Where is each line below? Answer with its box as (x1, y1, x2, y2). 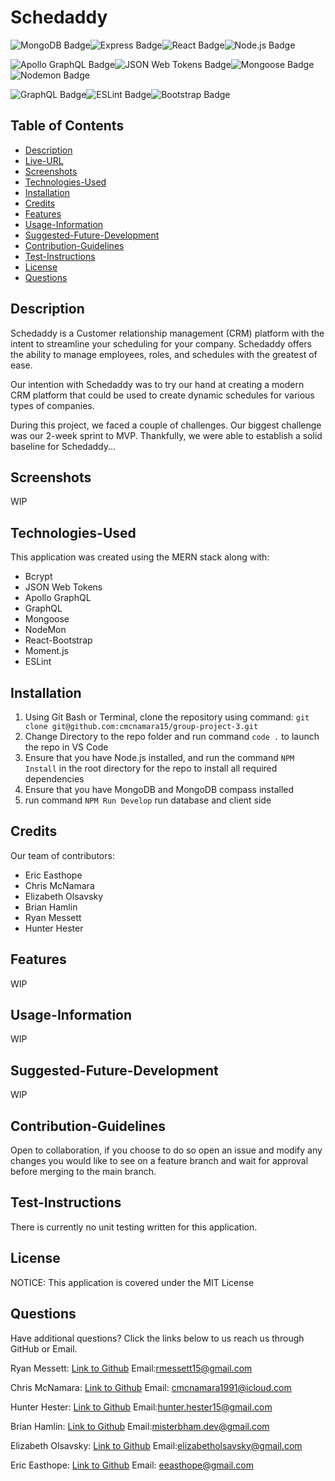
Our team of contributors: (10, 849, 115, 861)
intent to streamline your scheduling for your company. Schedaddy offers (10, 337, 313, 350)
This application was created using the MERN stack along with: (10, 551, 270, 563)
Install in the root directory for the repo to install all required (24, 762, 278, 774)
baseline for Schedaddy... (10, 440, 117, 452)
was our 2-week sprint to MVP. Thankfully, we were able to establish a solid (10, 429, 323, 441)
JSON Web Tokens (24, 581, 103, 593)
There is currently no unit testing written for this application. (10, 1221, 258, 1233)
